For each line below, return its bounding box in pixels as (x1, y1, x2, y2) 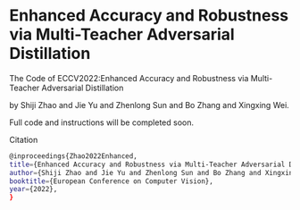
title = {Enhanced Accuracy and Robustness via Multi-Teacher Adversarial (9, 160, 286, 169)
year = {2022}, (9, 185, 58, 194)
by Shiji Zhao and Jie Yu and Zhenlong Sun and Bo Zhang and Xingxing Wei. (9, 99, 290, 110)
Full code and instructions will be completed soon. (9, 117, 195, 128)
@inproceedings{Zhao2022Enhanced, (9, 151, 138, 161)
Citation (9, 134, 38, 145)
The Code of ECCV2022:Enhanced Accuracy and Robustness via (9, 72, 249, 83)
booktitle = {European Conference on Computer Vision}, (9, 176, 214, 186)
